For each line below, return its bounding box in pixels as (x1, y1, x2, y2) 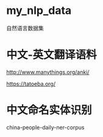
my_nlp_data (6, 4, 72, 18)
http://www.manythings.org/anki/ (6, 68, 90, 76)
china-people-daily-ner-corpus (6, 124, 85, 131)
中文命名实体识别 (6, 104, 93, 117)
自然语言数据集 (6, 24, 44, 32)
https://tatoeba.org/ (6, 80, 56, 87)
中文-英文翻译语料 (6, 48, 98, 62)
